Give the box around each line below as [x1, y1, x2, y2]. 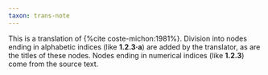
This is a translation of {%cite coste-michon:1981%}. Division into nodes [8, 34, 248, 43]
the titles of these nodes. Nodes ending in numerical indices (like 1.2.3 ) [8, 50, 245, 60]
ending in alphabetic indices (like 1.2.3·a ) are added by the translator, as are [8, 41, 261, 52]
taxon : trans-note [8, 11, 70, 20]
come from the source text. [8, 59, 99, 69]
